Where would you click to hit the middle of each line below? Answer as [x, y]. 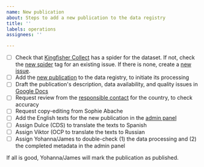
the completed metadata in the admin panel [70, 146]
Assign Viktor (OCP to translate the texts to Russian [80, 132]
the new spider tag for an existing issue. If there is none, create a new [103, 64]
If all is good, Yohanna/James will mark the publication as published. [93, 157]
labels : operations [31, 29]
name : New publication [35, 12]
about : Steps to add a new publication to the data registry [86, 18]
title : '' [19, 23]
